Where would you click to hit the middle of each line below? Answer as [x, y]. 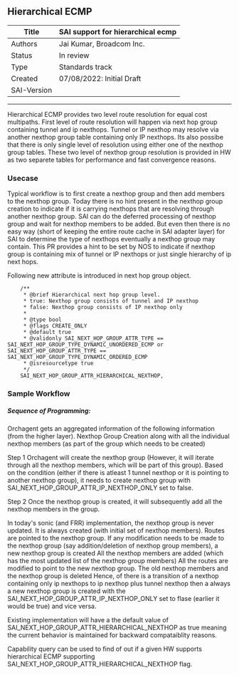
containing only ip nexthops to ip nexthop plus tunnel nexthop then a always [119, 584]
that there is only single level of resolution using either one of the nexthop [116, 145]
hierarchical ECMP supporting [51, 656]
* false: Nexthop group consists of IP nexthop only [103, 308]
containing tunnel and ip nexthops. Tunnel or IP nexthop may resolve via [113, 129]
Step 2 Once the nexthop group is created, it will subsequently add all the [115, 502]
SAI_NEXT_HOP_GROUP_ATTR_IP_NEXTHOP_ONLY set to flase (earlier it [113, 598]
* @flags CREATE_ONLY [55, 326]
